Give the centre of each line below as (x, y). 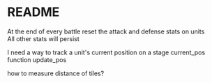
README (33, 12)
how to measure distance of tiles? (56, 73)
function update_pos (37, 59)
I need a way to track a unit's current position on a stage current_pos (106, 52)
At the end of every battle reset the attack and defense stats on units (106, 31)
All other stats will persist (43, 38)
